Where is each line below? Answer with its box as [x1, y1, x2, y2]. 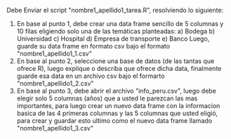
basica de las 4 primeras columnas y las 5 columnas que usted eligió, [16, 109, 218, 117]
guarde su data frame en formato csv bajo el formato [16, 42, 170, 50]
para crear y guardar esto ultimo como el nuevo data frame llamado [16, 117, 212, 125]
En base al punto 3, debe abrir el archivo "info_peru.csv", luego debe [16, 87, 217, 95]
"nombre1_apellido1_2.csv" [16, 79, 94, 87]
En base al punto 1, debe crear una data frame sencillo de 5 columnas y [16, 20, 224, 27]
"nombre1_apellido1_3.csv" [16, 124, 94, 132]
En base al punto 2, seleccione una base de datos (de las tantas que [16, 57, 215, 65]
